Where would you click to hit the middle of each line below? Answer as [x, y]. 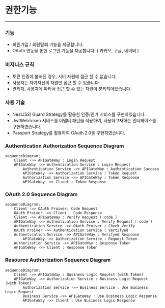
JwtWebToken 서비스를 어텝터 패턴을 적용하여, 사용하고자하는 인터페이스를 [84, 120]
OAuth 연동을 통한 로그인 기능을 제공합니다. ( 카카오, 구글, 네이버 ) [75, 51]
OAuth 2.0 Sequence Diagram [41, 194]
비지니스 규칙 [20, 65]
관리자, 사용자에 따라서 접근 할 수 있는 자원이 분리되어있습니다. [72, 89]
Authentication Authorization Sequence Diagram [65, 146]
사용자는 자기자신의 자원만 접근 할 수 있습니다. [56, 82]
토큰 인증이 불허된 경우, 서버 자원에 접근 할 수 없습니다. [64, 76]
